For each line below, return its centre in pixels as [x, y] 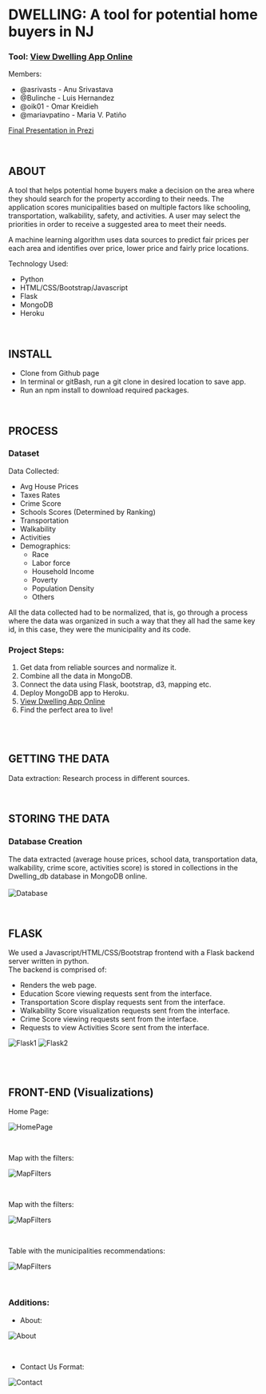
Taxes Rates [40, 495]
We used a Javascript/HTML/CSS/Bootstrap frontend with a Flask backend [131, 953]
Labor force [51, 563]
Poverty [45, 580]
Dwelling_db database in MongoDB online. [78, 876]
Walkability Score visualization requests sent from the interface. [125, 1011]
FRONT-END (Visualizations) [81, 1092]
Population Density [63, 588]
